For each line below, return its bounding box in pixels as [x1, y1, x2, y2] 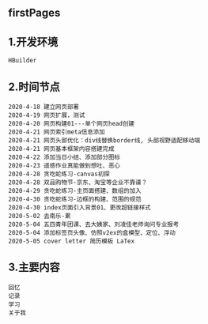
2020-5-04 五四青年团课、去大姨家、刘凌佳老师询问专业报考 [8, 220, 180, 228]
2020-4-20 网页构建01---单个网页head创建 [8, 120, 134, 128]
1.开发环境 [8, 35, 59, 48]
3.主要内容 [8, 261, 61, 274]
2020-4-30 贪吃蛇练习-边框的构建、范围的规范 [8, 195, 142, 204]
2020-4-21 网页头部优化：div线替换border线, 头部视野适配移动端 [8, 137, 201, 145]
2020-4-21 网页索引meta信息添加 [8, 128, 105, 137]
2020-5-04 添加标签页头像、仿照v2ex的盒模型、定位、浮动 [8, 229, 176, 237]
